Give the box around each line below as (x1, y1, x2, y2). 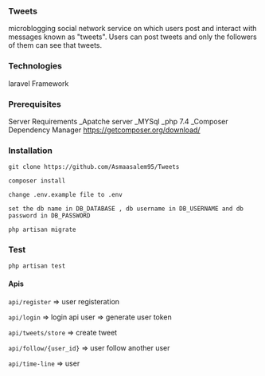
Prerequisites (8, 98, 61, 109)
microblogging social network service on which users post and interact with (8, 24, 257, 33)
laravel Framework (8, 78, 69, 88)
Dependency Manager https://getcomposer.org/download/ (8, 125, 201, 135)
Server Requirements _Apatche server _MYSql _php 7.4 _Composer (8, 116, 228, 126)
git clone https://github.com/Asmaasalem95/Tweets (8, 163, 180, 171)
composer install (8, 177, 66, 185)
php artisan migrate (8, 225, 77, 234)
